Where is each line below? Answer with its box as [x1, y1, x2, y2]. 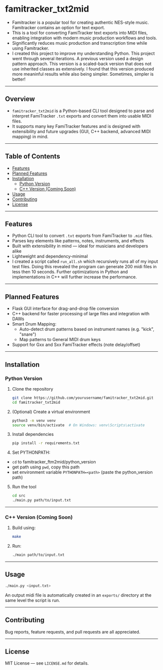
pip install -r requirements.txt [12, 441, 80, 446]
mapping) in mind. [12, 134, 49, 139]
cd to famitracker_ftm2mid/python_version [12, 459, 96, 465]
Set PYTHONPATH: [12, 449, 50, 455]
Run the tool [12, 484, 36, 490]
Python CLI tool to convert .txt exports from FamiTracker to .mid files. [12, 233, 153, 239]
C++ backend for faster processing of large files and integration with [12, 311, 149, 317]
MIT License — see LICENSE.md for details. [5, 660, 89, 666]
